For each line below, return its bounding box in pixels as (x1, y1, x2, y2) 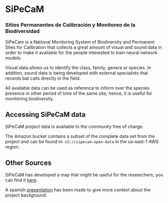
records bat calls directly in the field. (5, 75, 81, 81)
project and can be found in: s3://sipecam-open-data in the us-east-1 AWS (5, 139, 159, 145)
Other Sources (5, 158, 52, 167)
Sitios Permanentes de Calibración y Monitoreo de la (5, 22, 135, 29)
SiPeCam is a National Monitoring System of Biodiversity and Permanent (5, 39, 155, 45)
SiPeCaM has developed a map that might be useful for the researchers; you (5, 172, 163, 178)
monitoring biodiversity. (5, 96, 54, 102)
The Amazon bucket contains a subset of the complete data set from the (5, 133, 155, 139)
